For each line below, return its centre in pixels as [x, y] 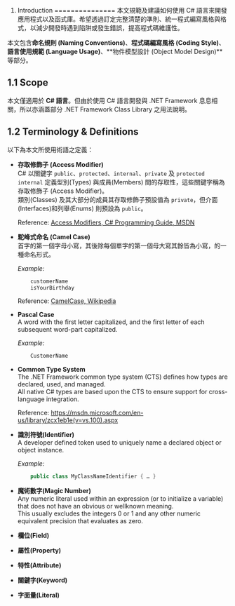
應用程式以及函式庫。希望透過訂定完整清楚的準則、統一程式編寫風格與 [119, 19]
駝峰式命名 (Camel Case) [54, 236]
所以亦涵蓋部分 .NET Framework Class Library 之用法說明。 [105, 109]
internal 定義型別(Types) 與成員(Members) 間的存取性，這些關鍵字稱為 [121, 182]
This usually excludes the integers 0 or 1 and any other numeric [109, 513]
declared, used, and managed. [62, 384]
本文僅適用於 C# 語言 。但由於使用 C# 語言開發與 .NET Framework [102, 100]
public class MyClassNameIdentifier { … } [93, 477]
